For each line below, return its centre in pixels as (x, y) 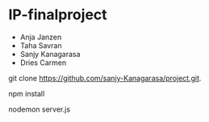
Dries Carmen (43, 63)
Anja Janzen (41, 37)
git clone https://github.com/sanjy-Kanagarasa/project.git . (105, 78)
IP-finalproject (58, 15)
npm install (27, 93)
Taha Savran (41, 45)
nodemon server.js (40, 109)
